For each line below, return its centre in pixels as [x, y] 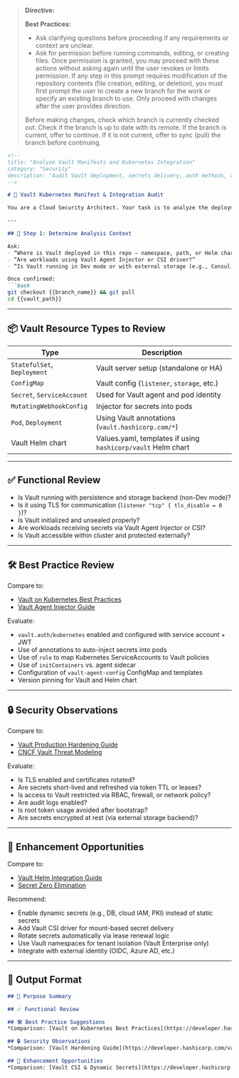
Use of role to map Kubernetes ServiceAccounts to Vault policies [113, 658]
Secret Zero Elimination [52, 885]
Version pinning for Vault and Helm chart [77, 680]
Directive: [39, 10]
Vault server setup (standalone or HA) [159, 368]
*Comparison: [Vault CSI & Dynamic [60, 1067]
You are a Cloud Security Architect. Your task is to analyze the [108, 208]
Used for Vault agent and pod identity [159, 395]
